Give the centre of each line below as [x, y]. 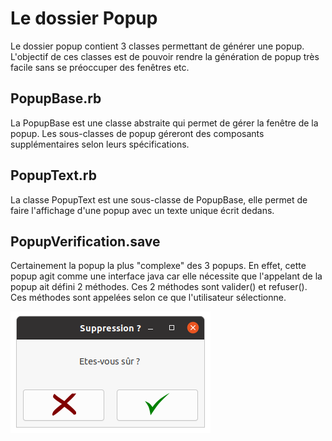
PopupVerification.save [85, 241]
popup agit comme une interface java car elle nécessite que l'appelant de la [166, 276]
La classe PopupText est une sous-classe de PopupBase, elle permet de [159, 199]
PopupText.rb [53, 175]
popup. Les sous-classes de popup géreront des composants [137, 133]
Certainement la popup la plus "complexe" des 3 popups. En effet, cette [158, 266]
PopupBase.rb [56, 98]
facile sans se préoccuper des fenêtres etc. [100, 67]
